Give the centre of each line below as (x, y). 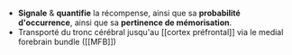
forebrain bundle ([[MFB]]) (67, 41)
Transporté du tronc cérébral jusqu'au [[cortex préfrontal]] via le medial (151, 32)
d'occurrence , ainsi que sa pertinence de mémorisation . (125, 23)
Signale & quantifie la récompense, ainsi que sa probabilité (129, 13)
